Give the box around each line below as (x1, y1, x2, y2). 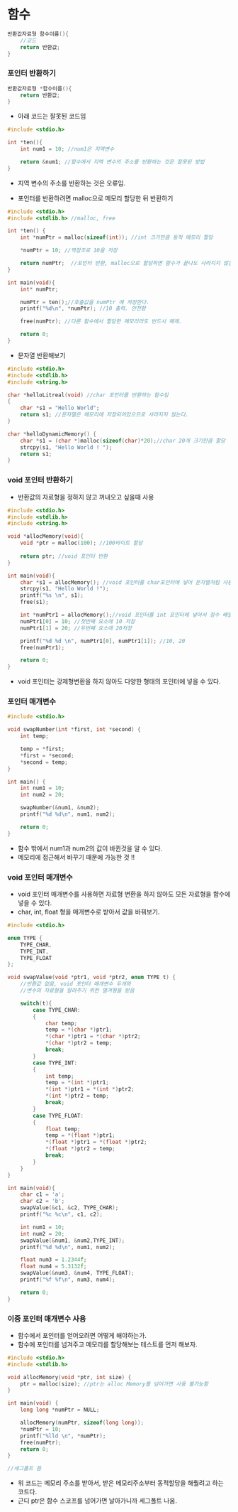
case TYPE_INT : (33, 1059, 78, 1066)
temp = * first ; (20, 745, 65, 753)
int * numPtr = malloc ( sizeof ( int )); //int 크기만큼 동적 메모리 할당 (20, 234, 214, 242)
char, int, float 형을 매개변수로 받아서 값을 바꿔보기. (17, 907, 160, 916)
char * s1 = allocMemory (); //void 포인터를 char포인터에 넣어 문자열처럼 (20, 578, 220, 586)
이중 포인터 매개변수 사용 (7, 1314, 86, 1324)
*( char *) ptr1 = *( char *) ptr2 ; (45, 1033, 141, 1040)
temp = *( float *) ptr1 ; (45, 1132, 115, 1139)
